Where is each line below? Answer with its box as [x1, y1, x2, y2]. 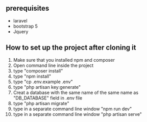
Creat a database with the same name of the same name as [13, 89, 139, 95]
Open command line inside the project [13, 62, 94, 68]
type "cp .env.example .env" [13, 79, 73, 85]
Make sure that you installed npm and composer [13, 57, 115, 63]
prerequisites [6, 4, 50, 13]
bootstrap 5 [13, 23, 38, 29]
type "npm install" [13, 73, 52, 79]
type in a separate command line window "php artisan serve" [13, 111, 142, 117]
